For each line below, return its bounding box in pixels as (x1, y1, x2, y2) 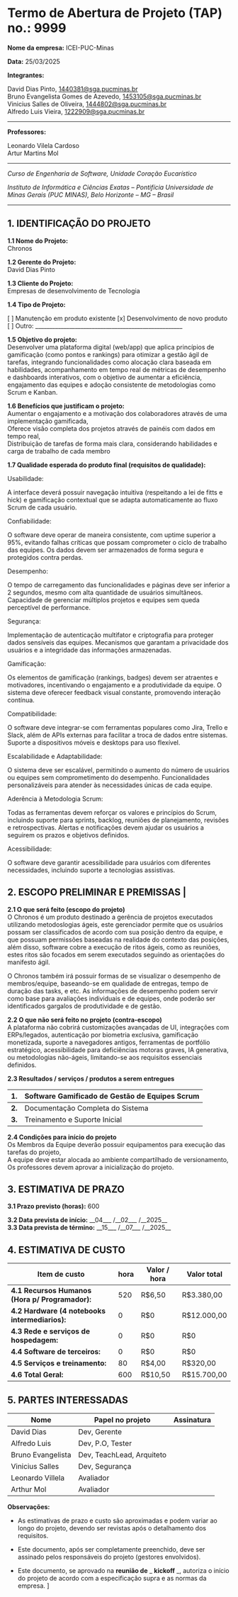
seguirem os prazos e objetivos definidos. (7, 830, 130, 839)
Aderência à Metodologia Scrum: (7, 794, 103, 803)
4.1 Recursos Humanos (11, 1286, 92, 1296)
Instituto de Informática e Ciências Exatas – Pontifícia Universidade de (7, 183, 214, 191)
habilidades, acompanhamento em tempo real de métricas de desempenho (7, 365, 227, 373)
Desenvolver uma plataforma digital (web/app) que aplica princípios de (7, 342, 215, 351)
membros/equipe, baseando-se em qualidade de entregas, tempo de (7, 979, 209, 988)
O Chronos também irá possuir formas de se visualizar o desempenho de (7, 971, 221, 980)
